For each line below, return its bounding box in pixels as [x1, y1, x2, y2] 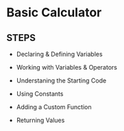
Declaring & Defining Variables [16, 50, 103, 58]
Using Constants [16, 90, 64, 98]
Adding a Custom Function [16, 103, 92, 111]
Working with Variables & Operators [16, 63, 118, 71]
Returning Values [16, 116, 65, 124]
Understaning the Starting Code [16, 76, 107, 85]
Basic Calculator [6, 5, 102, 20]
